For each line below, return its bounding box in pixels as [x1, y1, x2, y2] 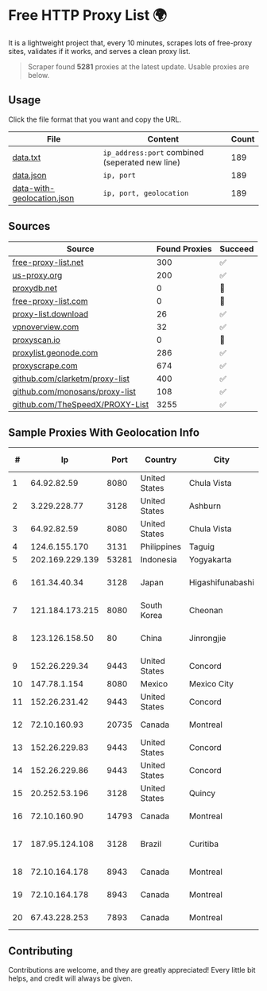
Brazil [140, 838, 162, 849]
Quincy [189, 788, 216, 799]
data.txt [12, 152, 41, 163]
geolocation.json [12, 192, 75, 204]
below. [27, 70, 50, 80]
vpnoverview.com [12, 321, 79, 332]
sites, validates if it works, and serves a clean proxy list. [8, 46, 191, 56]
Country [145, 454, 177, 465]
